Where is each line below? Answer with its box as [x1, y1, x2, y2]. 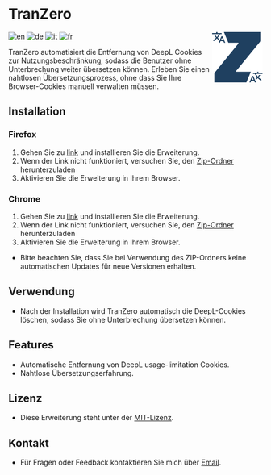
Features [8, 338, 54, 352]
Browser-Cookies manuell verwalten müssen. [8, 81, 160, 91]
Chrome [8, 193, 41, 204]
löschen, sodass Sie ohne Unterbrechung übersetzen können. [19, 315, 227, 324]
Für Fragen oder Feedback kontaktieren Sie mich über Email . [19, 457, 222, 468]
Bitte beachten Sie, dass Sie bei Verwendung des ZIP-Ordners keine [19, 252, 247, 262]
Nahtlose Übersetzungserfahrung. [19, 368, 135, 377]
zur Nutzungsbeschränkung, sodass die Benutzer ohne [8, 56, 192, 65]
